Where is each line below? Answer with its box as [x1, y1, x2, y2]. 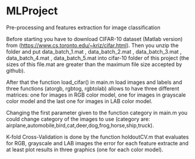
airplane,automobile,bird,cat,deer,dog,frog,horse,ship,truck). [6, 121, 154, 129]
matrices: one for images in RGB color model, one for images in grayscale [6, 91, 186, 98]
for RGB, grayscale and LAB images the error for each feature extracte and [6, 139, 188, 146]
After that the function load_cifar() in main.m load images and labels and [6, 79, 183, 86]
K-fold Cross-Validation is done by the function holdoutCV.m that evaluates [6, 133, 189, 141]
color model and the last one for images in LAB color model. [6, 97, 153, 105]
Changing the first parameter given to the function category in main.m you [6, 109, 188, 116]
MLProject [6, 4, 58, 18]
